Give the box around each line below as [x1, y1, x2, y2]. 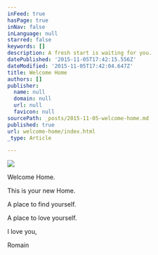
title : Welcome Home [7, 69, 68, 76]
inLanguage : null [7, 30, 58, 37]
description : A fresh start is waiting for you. [7, 50, 152, 57]
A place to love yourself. [7, 214, 77, 222]
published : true [7, 121, 55, 129]
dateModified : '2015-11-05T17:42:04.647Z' [7, 63, 133, 70]
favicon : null [13, 108, 55, 115]
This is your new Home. [7, 187, 76, 195]
